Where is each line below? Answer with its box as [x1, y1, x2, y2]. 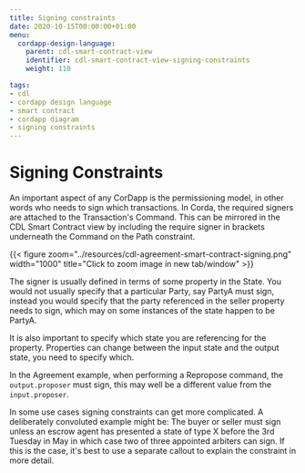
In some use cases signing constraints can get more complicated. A [9, 406, 264, 417]
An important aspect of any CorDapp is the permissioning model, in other [9, 192, 284, 203]
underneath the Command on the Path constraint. [9, 231, 196, 242]
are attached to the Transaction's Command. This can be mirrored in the [9, 211, 280, 223]
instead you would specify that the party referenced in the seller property [9, 295, 285, 306]
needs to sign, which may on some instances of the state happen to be [9, 305, 276, 316]
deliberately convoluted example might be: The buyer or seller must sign [9, 416, 281, 427]
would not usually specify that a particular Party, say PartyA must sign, [9, 286, 275, 297]
